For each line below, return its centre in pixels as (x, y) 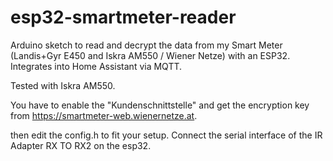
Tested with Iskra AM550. (63, 85)
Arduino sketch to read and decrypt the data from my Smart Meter (146, 45)
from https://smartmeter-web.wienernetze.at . (104, 115)
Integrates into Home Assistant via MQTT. (96, 66)
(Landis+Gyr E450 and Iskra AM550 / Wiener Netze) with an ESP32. (150, 55)
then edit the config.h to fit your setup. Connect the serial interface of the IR (166, 135)
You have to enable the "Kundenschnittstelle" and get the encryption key (160, 105)
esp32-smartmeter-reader (123, 17)
